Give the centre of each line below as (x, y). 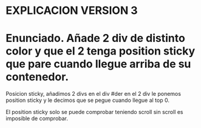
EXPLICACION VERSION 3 (72, 11)
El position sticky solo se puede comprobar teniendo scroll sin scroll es (94, 112)
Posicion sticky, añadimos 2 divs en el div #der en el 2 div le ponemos (94, 94)
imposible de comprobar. (37, 118)
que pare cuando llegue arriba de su (98, 64)
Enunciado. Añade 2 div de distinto (96, 39)
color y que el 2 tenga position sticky (101, 51)
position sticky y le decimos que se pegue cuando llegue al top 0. (87, 100)
